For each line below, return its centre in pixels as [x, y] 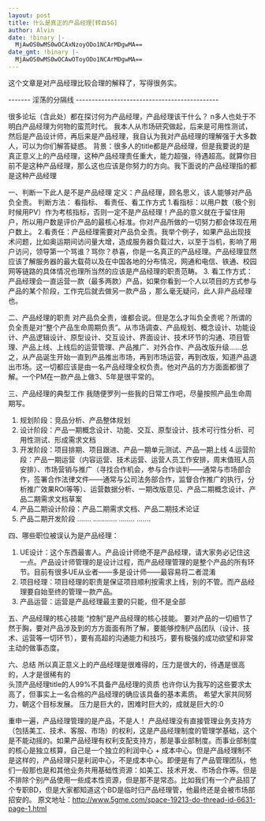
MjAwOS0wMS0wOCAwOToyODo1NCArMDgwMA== [79, 60]
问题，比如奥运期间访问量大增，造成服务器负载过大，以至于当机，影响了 [132, 241]
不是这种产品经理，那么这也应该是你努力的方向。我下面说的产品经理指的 [132, 166]
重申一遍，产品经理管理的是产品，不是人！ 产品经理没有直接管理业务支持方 [130, 720]
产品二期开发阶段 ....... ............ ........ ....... [85, 518]
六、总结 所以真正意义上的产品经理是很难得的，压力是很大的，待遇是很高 [127, 664]
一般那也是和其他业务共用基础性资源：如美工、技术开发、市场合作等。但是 [136, 770]
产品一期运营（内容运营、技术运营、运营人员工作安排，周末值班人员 [144, 459]
